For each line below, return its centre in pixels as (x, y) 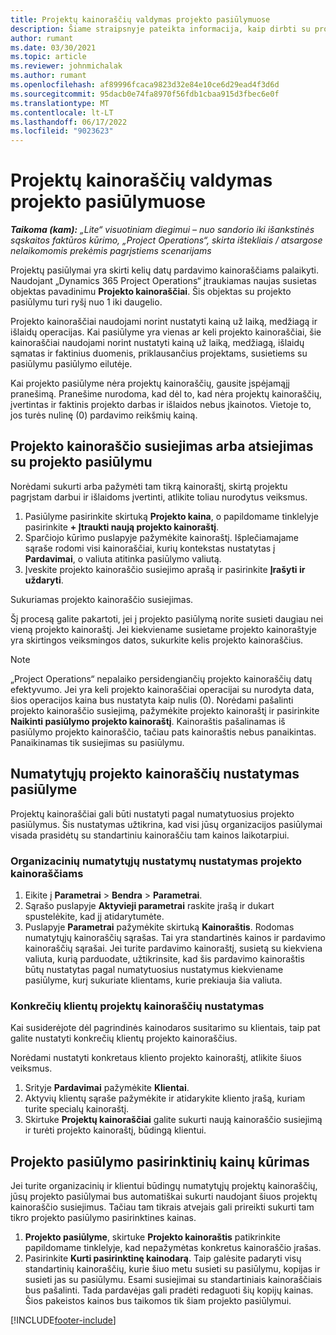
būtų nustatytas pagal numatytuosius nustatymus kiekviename (154, 969)
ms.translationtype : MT (60, 103)
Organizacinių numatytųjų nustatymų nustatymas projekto (156, 861)
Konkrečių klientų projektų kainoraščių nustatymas (137, 1006)
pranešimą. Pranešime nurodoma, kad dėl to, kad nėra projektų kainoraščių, (166, 394)
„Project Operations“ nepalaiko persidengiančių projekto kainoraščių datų (161, 678)
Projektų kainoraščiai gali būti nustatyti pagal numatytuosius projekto (152, 813)
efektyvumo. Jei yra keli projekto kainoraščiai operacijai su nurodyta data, (162, 689)
